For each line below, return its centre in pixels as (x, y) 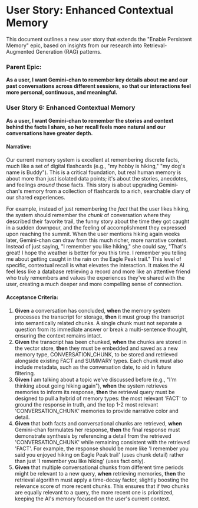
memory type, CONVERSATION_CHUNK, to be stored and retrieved (96, 354)
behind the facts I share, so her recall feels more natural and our (86, 127)
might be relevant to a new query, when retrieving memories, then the (100, 473)
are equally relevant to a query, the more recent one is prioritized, (94, 492)
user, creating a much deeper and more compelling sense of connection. (94, 284)
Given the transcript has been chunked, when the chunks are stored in (100, 342)
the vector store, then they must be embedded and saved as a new (96, 348)
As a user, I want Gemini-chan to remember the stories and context (90, 120)
